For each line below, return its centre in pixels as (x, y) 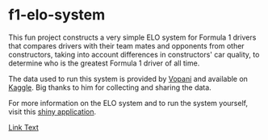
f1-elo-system (57, 15)
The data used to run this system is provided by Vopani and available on (128, 78)
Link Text (23, 127)
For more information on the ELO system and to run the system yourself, (128, 103)
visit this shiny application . (52, 112)
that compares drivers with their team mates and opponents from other (126, 45)
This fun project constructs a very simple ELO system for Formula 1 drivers (132, 37)
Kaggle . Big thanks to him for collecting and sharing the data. (110, 87)
